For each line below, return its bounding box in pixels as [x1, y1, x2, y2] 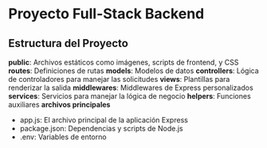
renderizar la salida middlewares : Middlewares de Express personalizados [8, 83, 253, 92]
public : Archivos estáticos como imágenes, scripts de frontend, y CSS [8, 57, 239, 67]
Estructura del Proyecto [8, 37, 129, 50]
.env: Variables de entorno [19, 132, 107, 142]
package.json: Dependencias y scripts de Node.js [19, 124, 183, 133]
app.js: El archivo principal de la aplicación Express [19, 115, 189, 124]
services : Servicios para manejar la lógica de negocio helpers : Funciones [8, 92, 251, 100]
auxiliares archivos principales [8, 100, 111, 109]
